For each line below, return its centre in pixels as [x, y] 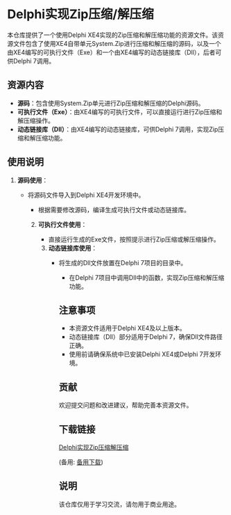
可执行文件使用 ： [62, 224]
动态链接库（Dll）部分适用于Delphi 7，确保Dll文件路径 [146, 337]
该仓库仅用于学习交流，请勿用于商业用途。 [119, 504]
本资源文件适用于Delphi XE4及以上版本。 [127, 328]
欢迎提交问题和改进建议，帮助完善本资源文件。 [126, 405]
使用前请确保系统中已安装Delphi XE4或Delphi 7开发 [142, 354]
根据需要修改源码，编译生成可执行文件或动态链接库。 [114, 209]
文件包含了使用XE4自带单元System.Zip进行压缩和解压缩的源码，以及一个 [117, 43]
